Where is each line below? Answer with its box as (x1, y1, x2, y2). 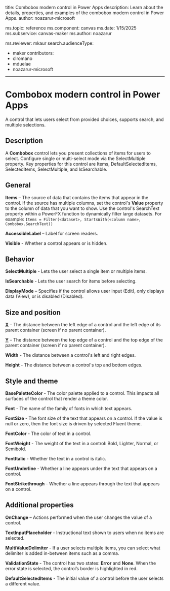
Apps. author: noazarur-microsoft (5, 15, 75, 21)
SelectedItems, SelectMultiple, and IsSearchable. (5, 166, 108, 172)
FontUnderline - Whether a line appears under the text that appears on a (5, 465, 158, 472)
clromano (12, 55, 33, 61)
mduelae (12, 61, 31, 67)
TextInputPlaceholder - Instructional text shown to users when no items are (5, 530, 164, 536)
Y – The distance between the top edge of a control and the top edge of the (5, 337, 163, 343)
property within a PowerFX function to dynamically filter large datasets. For (5, 210, 162, 216)
